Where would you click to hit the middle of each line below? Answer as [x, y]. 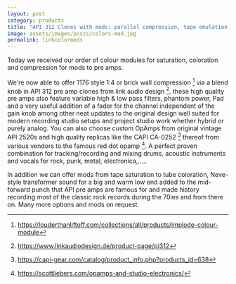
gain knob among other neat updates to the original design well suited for [113, 113]
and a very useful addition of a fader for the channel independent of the [111, 106]
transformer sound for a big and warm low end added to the [110, 182]
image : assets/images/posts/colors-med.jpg [72, 33]
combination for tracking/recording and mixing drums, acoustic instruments [117, 153]
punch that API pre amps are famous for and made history [116, 189]
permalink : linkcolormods [45, 40]
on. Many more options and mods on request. [73, 204]
